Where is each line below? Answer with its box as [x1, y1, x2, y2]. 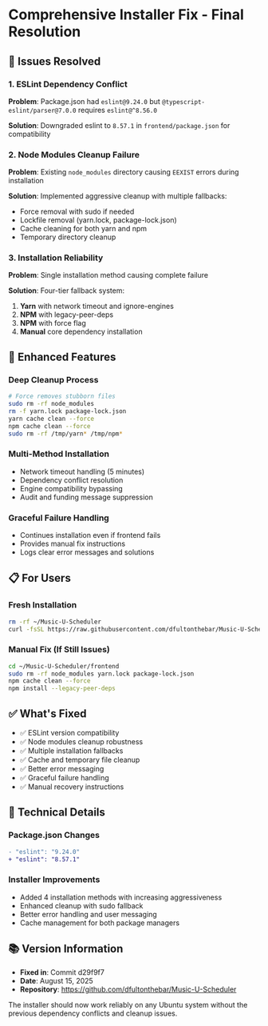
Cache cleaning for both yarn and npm [19, 224, 148, 234]
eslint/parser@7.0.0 [8, 106, 77, 114]
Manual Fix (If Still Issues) [8, 644, 110, 655]
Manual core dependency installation [19, 327, 143, 337]
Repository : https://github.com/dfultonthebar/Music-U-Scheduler [19, 984, 237, 994]
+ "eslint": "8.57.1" [8, 855, 81, 864]
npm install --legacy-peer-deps [8, 684, 116, 693]
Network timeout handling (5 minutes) [19, 467, 145, 476]
